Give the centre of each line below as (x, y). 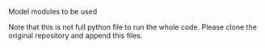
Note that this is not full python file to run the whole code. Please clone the (132, 27)
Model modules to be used (53, 12)
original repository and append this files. (76, 36)
